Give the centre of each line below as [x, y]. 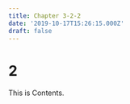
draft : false [30, 31]
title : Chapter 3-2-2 [45, 16]
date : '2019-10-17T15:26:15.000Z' [67, 23]
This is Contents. [36, 93]
